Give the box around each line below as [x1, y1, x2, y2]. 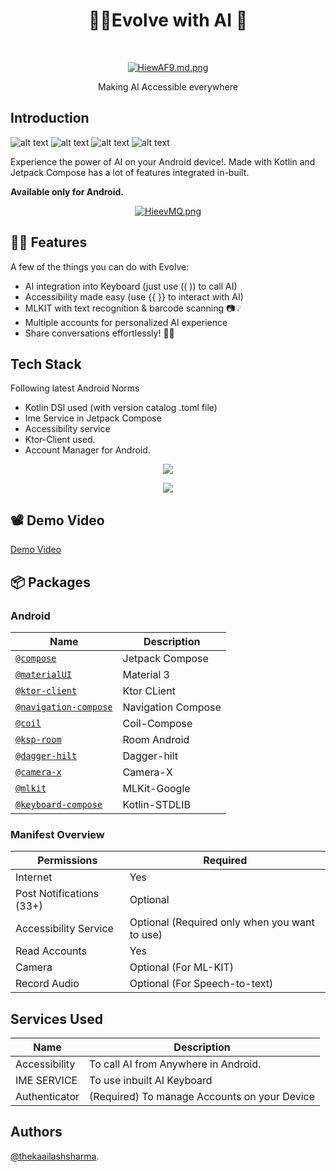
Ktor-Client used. [24, 434, 96, 446]
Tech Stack [10, 355, 82, 373]
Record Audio [15, 977, 80, 991]
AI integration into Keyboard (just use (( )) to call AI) [24, 280, 238, 292]
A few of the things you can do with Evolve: [10, 260, 190, 273]
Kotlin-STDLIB [122, 797, 191, 811]
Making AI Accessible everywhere [98, 80, 238, 93]
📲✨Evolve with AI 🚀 [88, 9, 248, 32]
